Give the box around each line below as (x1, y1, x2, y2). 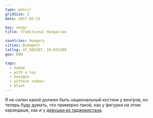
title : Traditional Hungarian (5, 30, 67, 35)
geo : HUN (5, 52, 23, 57)
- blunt (9, 83, 25, 88)
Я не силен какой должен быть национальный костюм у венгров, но (5, 97, 148, 102)
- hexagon (9, 74, 29, 79)
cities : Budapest (5, 43, 41, 48)
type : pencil (5, 7, 32, 12)
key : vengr (5, 25, 27, 30)
